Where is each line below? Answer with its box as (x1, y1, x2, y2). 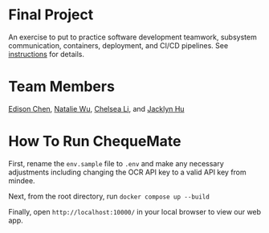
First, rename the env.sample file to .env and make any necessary (8, 158, 225, 168)
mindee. (8, 175, 35, 186)
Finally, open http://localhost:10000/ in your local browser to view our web (8, 206, 262, 216)
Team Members (8, 78, 115, 96)
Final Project (8, 6, 94, 24)
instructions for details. (8, 49, 84, 59)
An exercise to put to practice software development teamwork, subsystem (8, 32, 257, 42)
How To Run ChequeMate (8, 133, 181, 150)
